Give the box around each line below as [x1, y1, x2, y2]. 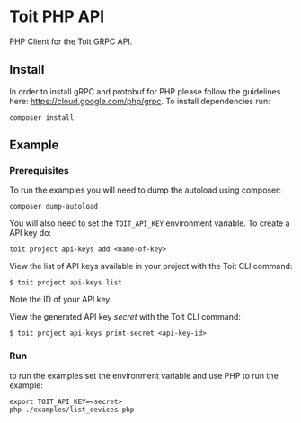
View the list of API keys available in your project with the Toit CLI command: [9, 261, 293, 272]
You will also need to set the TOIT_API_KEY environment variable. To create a [9, 218, 290, 229]
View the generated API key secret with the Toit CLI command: [9, 311, 241, 322]
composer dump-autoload [9, 202, 99, 211]
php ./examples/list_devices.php [9, 405, 135, 414]
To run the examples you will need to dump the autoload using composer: [9, 184, 281, 195]
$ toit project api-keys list [9, 278, 123, 287]
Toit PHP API [9, 6, 105, 27]
